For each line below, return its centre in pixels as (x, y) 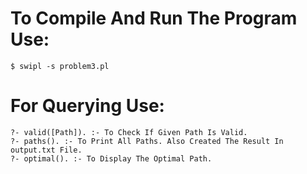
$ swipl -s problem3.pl (60, 66)
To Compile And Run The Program (154, 18)
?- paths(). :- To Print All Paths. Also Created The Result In (147, 141)
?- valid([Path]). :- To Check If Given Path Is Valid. (129, 132)
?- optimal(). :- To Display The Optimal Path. (111, 158)
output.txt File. (46, 150)
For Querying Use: (87, 106)
